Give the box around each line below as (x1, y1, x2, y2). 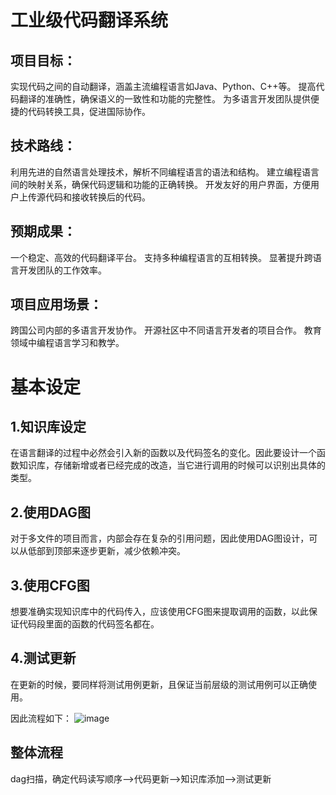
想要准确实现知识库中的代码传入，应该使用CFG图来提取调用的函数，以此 (10, 606, 309, 618)
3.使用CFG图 (10, 577, 90, 594)
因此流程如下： (10, 712, 72, 724)
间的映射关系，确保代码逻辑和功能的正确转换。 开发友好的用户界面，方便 (10, 178, 311, 190)
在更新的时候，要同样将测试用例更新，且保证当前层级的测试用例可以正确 (10, 678, 308, 690)
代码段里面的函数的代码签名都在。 (18, 618, 160, 630)
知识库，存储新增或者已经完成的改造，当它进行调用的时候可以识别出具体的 (18, 459, 326, 471)
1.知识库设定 (10, 419, 87, 436)
